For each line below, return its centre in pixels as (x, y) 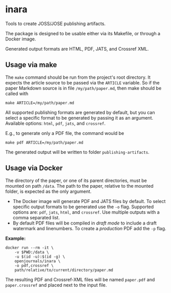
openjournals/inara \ (37, 261)
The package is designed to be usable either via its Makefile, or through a (83, 33)
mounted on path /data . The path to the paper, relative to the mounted (79, 186)
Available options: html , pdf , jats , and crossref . (56, 123)
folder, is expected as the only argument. (48, 191)
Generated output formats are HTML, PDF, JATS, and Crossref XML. (77, 49)
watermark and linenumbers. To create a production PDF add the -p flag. (89, 228)
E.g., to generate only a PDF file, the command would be (65, 133)
